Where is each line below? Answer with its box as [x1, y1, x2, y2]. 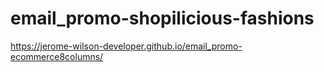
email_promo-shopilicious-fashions [10, 7, 315, 30]
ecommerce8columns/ [10, 50, 104, 62]
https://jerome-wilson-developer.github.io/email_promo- [10, 40, 243, 52]
